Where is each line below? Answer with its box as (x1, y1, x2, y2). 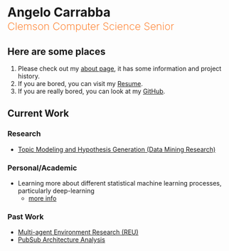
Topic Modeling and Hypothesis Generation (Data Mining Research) (17, 145, 216, 154)
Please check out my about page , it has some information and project (17, 65, 222, 73)
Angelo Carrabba (7, 4, 111, 21)
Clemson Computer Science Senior (7, 19, 174, 33)
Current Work (7, 107, 70, 119)
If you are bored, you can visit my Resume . (17, 80, 144, 87)
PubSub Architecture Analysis (17, 235, 105, 244)
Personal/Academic (7, 163, 78, 173)
